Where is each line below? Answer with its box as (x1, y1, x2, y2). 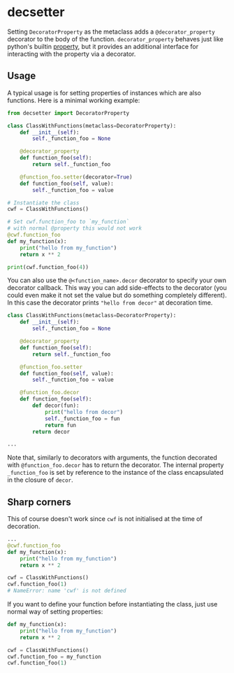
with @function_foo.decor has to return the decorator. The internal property (7, 461, 224, 469)
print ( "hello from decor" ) (44, 408, 124, 415)
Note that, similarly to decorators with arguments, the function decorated (7, 453, 218, 462)
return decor (32, 428, 71, 435)
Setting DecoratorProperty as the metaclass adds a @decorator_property (7, 27, 215, 36)
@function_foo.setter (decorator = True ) (20, 173, 133, 181)
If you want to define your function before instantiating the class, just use (7, 600, 218, 609)
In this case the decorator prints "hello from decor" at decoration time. (7, 298, 213, 307)
